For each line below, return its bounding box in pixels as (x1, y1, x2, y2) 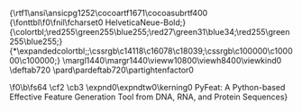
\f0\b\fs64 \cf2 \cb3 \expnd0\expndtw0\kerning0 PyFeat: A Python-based (9, 82, 286, 92)
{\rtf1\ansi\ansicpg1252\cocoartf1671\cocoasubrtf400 (9, 8, 208, 18)
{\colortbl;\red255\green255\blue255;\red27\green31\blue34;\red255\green (9, 27, 290, 37)
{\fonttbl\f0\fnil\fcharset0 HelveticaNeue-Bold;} (9, 17, 187, 28)
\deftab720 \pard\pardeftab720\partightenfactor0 (9, 64, 194, 75)
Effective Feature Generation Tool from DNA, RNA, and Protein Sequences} (9, 91, 288, 102)
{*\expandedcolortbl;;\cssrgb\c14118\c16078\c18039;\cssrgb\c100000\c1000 (9, 46, 293, 56)
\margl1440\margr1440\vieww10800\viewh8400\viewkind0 (62, 55, 282, 65)
